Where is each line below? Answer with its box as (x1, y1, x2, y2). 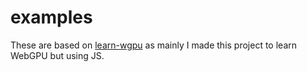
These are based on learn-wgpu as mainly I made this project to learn (10, 39, 298, 51)
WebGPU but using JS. (10, 49, 105, 61)
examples (10, 6, 93, 29)
